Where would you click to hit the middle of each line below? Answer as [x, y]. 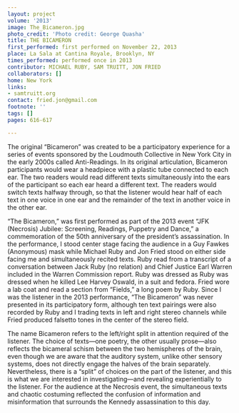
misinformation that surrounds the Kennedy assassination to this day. [109, 402]
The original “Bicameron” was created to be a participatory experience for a [119, 146]
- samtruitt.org [31, 93]
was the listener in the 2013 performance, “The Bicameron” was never [111, 297]
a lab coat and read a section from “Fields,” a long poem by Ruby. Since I [115, 289]
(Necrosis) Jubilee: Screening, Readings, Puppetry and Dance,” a [103, 228]
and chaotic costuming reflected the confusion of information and [104, 394]
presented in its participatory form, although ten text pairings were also [112, 305]
